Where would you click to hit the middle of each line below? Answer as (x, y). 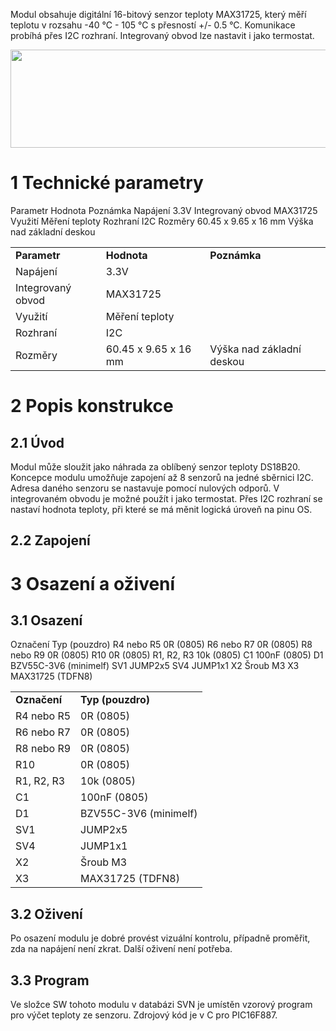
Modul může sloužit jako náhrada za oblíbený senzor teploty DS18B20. (155, 466)
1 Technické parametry (107, 183)
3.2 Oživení (46, 914)
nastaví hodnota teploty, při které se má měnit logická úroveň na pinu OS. (161, 509)
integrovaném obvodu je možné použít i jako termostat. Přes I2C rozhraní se (166, 498)
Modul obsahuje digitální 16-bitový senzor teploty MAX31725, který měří (158, 14)
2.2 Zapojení (50, 540)
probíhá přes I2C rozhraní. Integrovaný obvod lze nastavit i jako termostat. (162, 35)
